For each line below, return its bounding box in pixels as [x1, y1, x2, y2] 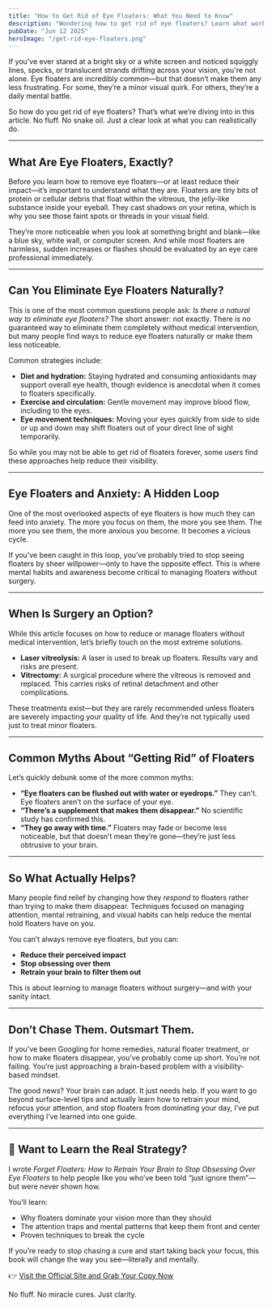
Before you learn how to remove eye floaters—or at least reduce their [8, 177, 240, 186]
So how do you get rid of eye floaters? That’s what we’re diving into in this [8, 107, 255, 117]
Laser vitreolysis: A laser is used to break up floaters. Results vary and [19, 653, 258, 662]
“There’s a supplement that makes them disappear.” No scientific [19, 806, 244, 816]
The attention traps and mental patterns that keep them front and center [19, 1221, 261, 1231]
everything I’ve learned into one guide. [8, 1112, 138, 1121]
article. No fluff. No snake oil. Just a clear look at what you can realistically [8, 115, 257, 126]
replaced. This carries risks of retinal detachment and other [19, 679, 219, 688]
